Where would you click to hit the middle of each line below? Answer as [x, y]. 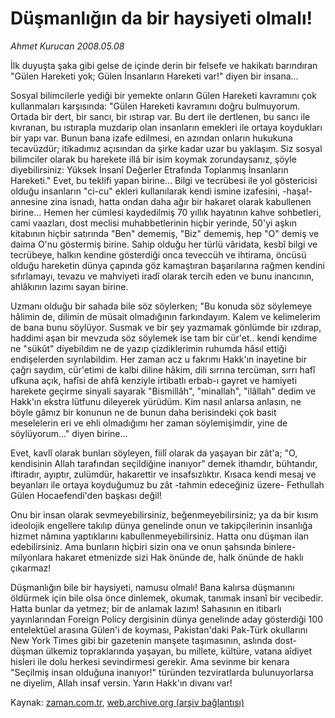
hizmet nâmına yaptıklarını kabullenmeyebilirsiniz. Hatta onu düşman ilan [160, 536]
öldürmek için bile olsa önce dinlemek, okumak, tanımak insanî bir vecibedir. [167, 598]
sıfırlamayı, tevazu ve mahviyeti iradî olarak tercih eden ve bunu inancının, [162, 276]
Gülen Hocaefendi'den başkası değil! [86, 495]
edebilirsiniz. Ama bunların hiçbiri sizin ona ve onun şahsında [136, 546]
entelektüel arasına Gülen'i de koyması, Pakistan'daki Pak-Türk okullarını [159, 629]
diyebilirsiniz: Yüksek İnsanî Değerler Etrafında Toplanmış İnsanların [149, 169]
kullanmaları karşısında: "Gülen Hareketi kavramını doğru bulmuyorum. [155, 106]
